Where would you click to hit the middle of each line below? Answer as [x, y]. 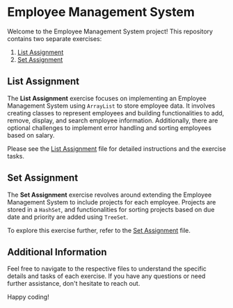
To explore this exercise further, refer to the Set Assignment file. [99, 230]
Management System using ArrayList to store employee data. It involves [111, 106]
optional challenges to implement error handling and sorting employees [110, 128]
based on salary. [31, 135]
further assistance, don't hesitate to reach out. [74, 284]
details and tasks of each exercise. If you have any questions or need [106, 276]
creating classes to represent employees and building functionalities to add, [116, 113]
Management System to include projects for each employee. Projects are [112, 202]
